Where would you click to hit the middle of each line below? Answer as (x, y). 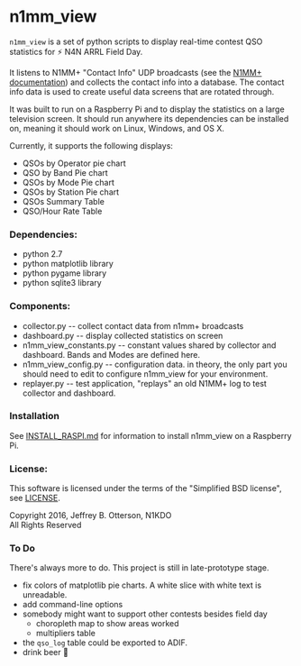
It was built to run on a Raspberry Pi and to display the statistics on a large (147, 109)
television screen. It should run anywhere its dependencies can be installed (149, 118)
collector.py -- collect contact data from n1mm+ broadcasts (133, 325)
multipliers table (66, 634)
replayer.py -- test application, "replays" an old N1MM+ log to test (145, 383)
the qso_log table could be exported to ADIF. (105, 643)
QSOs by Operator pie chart (74, 163)
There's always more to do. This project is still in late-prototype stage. (139, 568)
